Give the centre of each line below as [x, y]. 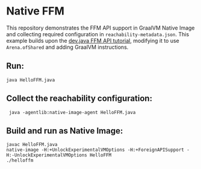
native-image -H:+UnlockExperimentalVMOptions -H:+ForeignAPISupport [95, 150]
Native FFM [35, 11]
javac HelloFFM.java [32, 145]
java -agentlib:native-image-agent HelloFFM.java [72, 112]
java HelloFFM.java [31, 80]
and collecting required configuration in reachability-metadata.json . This [98, 34]
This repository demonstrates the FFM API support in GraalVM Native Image [100, 28]
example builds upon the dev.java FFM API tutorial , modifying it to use [93, 40]
